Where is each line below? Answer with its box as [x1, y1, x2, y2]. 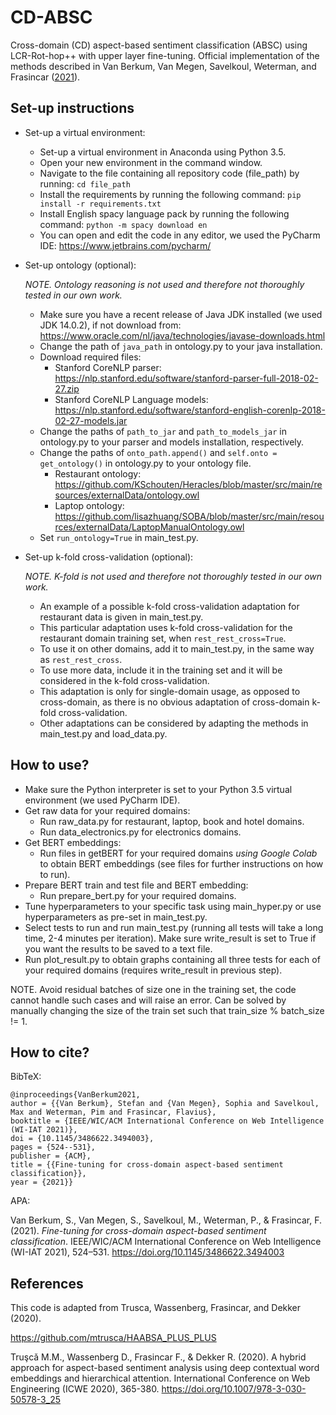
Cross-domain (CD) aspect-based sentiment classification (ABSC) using [10, 39, 308, 51]
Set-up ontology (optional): [24, 259, 137, 271]
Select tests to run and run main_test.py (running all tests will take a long [24, 921, 324, 933]
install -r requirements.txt [39, 199, 162, 209]
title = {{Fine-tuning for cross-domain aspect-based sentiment [10, 1160, 284, 1170]
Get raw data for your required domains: [24, 804, 191, 816]
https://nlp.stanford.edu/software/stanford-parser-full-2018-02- [54, 372, 319, 384]
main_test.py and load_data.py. [39, 727, 168, 740]
